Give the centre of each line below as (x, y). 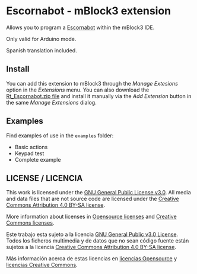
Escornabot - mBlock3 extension (89, 11)
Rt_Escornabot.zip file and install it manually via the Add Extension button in (99, 96)
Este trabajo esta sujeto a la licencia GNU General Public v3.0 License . (92, 234)
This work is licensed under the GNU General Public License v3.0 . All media (99, 193)
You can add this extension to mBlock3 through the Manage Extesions (92, 83)
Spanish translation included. (42, 50)
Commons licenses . (30, 223)
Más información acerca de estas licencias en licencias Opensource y (92, 259)
